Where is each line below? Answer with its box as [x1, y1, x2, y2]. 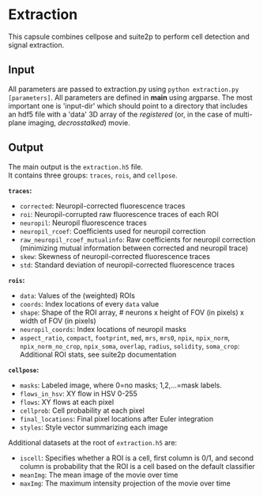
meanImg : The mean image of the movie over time [19, 470, 178, 479]
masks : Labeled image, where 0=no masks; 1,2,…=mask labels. [19, 380, 223, 390]
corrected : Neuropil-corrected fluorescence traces [19, 200, 186, 211]
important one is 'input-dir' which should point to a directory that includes [8, 101, 249, 110]
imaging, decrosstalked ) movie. [28, 117, 130, 128]
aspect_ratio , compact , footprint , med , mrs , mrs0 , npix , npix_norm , [19, 333, 231, 342]
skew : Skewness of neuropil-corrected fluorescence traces [19, 251, 211, 261]
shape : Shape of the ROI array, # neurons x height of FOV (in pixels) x [19, 307, 245, 317]
